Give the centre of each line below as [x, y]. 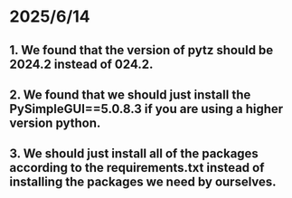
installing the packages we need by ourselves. [143, 182]
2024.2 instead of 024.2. [81, 64]
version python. [55, 123]
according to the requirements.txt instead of [137, 168]
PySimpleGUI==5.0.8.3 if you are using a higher [146, 109]
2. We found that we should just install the [130, 94]
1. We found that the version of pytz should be [141, 50]
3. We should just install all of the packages [134, 154]
